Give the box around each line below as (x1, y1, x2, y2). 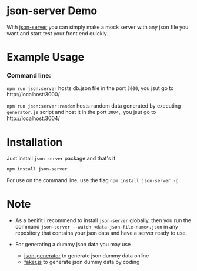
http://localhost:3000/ (6, 91, 61, 98)
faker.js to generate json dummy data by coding (24, 259, 140, 266)
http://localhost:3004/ (6, 115, 61, 122)
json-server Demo (6, 4, 98, 18)
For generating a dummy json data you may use (15, 241, 131, 248)
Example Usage (6, 51, 85, 64)
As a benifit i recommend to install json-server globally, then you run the (15, 217, 192, 224)
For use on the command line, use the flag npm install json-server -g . (6, 177, 181, 184)
